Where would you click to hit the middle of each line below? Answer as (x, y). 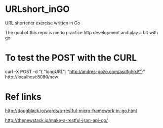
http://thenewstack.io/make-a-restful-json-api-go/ (56, 120)
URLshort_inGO (38, 9)
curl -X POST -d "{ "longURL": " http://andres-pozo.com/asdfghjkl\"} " (75, 71)
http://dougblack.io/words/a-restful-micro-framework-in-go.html (71, 111)
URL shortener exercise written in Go (43, 23)
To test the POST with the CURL (71, 58)
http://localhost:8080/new (32, 77)
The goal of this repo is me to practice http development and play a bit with (81, 32)
